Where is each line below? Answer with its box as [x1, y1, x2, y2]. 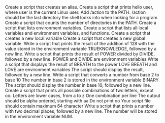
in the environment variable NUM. [5, 114, 73, 119]
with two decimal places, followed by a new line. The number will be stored [5, 108, 158, 114]
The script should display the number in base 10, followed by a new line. [5, 82, 151, 88]
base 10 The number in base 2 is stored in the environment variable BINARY [5, 77, 159, 83]
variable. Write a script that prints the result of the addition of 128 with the [5, 41, 155, 46]
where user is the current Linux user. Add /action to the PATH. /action [5, 9, 146, 15]
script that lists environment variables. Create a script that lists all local [5, 25, 149, 31]
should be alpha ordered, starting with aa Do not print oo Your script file [5, 98, 151, 103]
